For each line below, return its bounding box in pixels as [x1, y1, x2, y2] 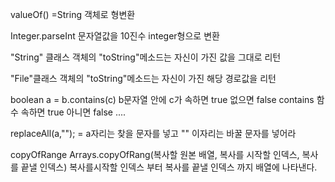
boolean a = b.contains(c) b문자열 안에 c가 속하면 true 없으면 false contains [10, 94, 315, 105]
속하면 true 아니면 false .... [20, 106, 127, 118]
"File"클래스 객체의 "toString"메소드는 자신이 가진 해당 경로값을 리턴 [10, 73, 277, 84]
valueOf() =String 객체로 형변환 [10, 9, 136, 20]
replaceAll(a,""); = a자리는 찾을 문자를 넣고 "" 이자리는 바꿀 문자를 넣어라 [10, 128, 297, 139]
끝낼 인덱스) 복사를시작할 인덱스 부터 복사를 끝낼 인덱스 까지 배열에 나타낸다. [20, 161, 318, 173]
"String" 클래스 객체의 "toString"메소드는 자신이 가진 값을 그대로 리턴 [10, 51, 282, 63]
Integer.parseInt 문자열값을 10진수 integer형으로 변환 [10, 30, 220, 42]
